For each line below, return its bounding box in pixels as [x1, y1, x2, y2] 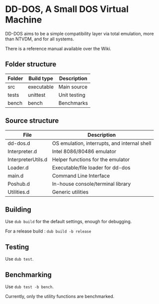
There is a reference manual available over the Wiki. [5, 45, 112, 51]
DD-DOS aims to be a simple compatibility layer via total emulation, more [5, 30, 154, 36]
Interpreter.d [7, 148, 37, 155]
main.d [7, 172, 24, 179]
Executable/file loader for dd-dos [52, 164, 131, 171]
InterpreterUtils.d [7, 156, 48, 163]
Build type [28, 75, 54, 82]
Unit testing [58, 91, 85, 98]
